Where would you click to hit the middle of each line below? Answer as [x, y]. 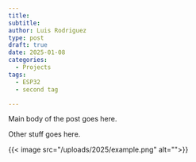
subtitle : [25, 23]
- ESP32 [28, 82]
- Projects [33, 67]
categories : [28, 60]
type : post [26, 38]
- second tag [37, 89]
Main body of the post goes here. [63, 119]
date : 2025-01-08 [37, 52]
